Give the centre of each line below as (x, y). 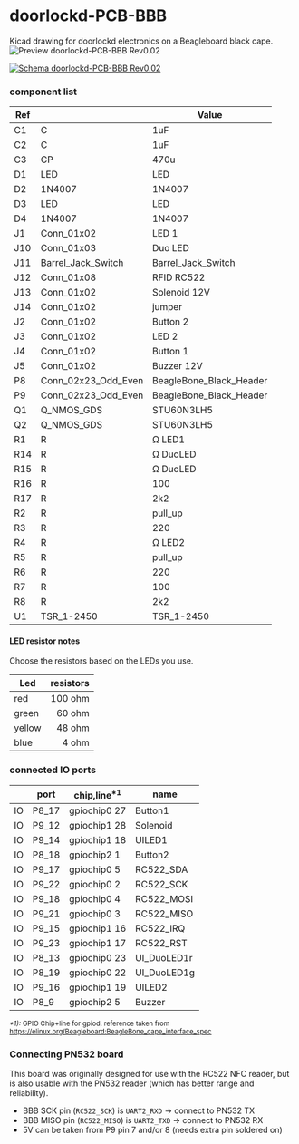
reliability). (29, 1093)
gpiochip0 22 (98, 973)
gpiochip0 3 (95, 914)
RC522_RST (161, 944)
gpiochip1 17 (98, 944)
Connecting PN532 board (67, 1054)
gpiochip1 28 (98, 826)
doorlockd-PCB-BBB (88, 16)
